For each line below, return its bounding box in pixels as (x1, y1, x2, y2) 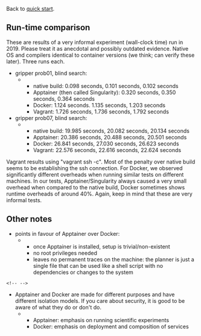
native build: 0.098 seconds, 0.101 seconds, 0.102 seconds (33, 82, 179, 89)
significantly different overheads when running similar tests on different (6, 171, 184, 178)
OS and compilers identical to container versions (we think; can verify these (6, 51, 195, 59)
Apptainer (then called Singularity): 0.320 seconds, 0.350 (33, 89, 176, 96)
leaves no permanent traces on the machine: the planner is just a (33, 256, 194, 263)
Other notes (6, 214, 53, 224)
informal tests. (6, 196, 42, 204)
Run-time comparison (6, 22, 91, 33)
